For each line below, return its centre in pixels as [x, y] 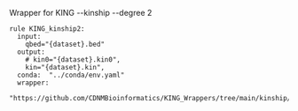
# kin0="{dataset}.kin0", [73, 60]
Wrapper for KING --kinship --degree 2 [81, 13]
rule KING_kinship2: [47, 29]
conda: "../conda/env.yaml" [71, 75]
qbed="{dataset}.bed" [65, 44]
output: [31, 52]
